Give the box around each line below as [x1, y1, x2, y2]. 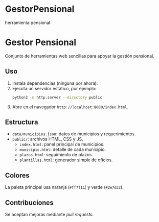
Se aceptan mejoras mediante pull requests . [5, 212, 94, 217]
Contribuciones [5, 198, 54, 207]
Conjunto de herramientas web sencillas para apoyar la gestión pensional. [5, 53, 155, 59]
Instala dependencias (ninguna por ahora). [12, 80, 98, 86]
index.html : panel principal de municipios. [19, 141, 105, 148]
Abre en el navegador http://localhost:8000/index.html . [12, 104, 129, 110]
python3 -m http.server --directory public [12, 95, 103, 100]
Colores [5, 171, 30, 179]
